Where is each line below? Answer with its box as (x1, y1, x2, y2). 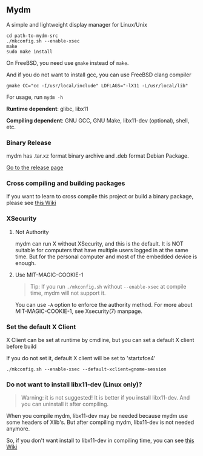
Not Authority (15, 228, 49, 235)
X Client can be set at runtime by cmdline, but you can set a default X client (6, 337, 195, 343)
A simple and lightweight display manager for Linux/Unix (6, 21, 147, 28)
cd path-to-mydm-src (6, 33, 59, 39)
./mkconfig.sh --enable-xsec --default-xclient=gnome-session (6, 366, 167, 372)
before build (6, 343, 37, 350)
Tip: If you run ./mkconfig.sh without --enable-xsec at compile (30, 283, 187, 290)
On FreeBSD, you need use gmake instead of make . (6, 59, 129, 66)
